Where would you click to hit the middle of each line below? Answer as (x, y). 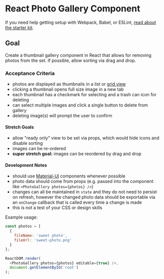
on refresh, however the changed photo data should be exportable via (84, 197)
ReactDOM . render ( (23, 258)
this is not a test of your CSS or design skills (57, 208)
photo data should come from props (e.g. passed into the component (83, 181)
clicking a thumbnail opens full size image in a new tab (68, 89)
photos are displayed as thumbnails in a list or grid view (69, 84)
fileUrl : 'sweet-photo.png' (43, 240)
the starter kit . (19, 27)
